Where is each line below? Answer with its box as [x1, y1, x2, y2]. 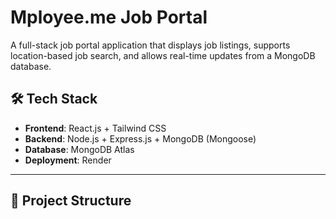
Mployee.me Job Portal [10, 6, 208, 29]
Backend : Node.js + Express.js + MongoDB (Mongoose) [24, 132, 257, 145]
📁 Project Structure [10, 192, 132, 210]
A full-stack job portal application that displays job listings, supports [10, 39, 291, 51]
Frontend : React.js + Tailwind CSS [24, 122, 167, 134]
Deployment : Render [24, 154, 112, 166]
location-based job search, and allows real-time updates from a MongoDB [10, 49, 316, 61]
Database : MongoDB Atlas [24, 143, 135, 155]
